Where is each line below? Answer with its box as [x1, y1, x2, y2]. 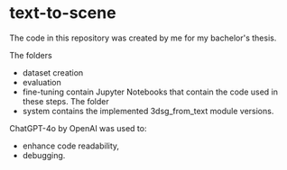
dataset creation [22, 67, 84, 78]
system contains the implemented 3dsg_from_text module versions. [22, 105, 274, 116]
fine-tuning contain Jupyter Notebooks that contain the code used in [22, 86, 278, 97]
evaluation [22, 76, 61, 87]
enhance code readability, [22, 140, 120, 151]
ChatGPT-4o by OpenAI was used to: [9, 122, 147, 133]
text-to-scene [9, 3, 116, 23]
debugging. [22, 149, 66, 160]
